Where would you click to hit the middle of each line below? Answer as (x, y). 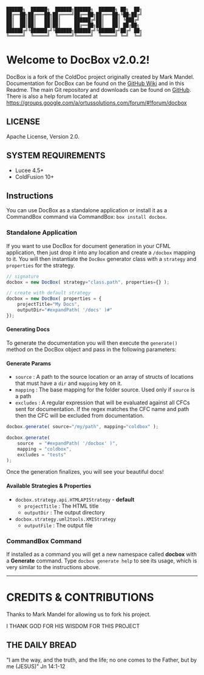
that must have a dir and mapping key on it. (69, 383)
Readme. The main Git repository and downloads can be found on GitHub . (99, 89)
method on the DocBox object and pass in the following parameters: (91, 349)
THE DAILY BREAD (42, 645)
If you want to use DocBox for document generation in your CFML (89, 246)
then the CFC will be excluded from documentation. (80, 416)
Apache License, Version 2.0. (43, 136)
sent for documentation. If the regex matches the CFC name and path (102, 409)
